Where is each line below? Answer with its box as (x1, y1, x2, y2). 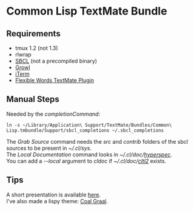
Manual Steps (6, 94, 59, 104)
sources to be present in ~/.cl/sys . (6, 144, 92, 152)
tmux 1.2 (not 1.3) (15, 44, 59, 52)
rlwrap (15, 51, 32, 58)
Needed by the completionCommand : (6, 110, 101, 118)
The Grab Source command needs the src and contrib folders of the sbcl (6, 138, 189, 145)
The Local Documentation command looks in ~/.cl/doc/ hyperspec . (6, 150, 173, 158)
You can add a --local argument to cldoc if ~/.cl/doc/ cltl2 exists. (6, 157, 167, 164)
